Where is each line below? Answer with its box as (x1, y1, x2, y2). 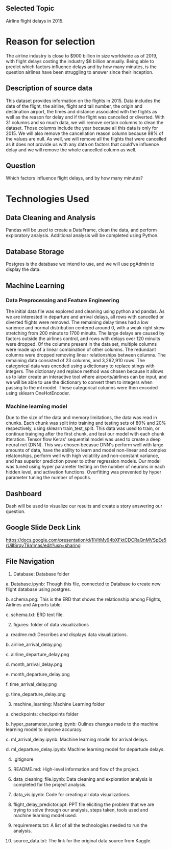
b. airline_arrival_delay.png (6, 641, 62, 647)
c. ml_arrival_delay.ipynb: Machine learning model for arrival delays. (6, 736, 149, 742)
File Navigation (6, 557, 55, 566)
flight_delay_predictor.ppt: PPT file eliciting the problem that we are (13, 801, 155, 807)
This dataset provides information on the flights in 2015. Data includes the (6, 97, 161, 104)
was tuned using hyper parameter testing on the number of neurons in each (6, 464, 165, 470)
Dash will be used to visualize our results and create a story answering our (6, 503, 163, 509)
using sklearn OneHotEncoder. (6, 390, 70, 396)
